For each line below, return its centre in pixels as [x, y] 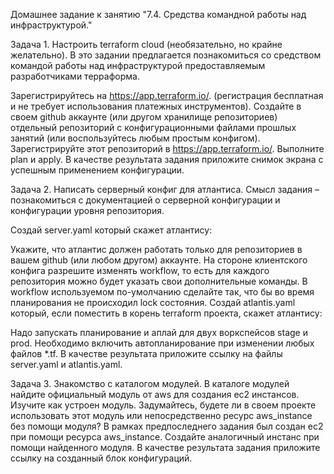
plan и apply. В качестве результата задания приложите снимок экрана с [167, 159]
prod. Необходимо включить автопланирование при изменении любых [162, 343]
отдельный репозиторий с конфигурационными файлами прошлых [153, 127]
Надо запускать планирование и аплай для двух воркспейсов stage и [159, 332]
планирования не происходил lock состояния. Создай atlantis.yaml [153, 302]
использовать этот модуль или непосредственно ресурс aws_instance [161, 415]
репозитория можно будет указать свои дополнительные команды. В [159, 281]
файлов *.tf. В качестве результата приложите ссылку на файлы [146, 353]
